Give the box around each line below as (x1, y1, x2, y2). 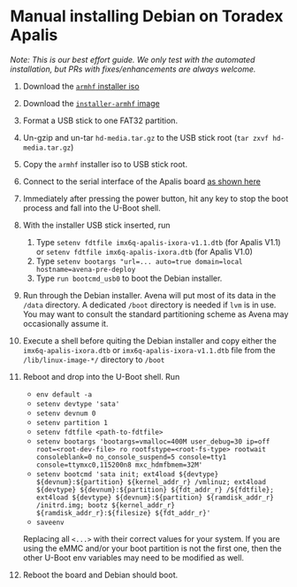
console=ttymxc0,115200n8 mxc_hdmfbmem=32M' (35, 460, 203, 469)
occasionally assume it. (22, 318, 109, 328)
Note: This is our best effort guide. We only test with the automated (10, 54, 255, 65)
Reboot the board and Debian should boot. (22, 569, 179, 580)
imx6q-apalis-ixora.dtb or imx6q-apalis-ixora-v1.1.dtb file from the (22, 344, 276, 355)
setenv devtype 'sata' (35, 399, 120, 408)
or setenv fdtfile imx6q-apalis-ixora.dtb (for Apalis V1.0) (35, 246, 253, 257)
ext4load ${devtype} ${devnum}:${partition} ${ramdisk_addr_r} (35, 493, 275, 502)
